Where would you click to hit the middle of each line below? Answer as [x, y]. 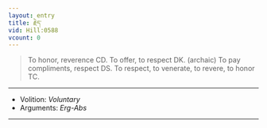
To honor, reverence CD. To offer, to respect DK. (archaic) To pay [134, 60]
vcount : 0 [25, 38]
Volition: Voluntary [50, 100]
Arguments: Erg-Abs [53, 108]
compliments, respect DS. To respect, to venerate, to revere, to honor [141, 69]
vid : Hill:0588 [33, 30]
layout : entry [32, 15]
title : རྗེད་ [25, 23]
